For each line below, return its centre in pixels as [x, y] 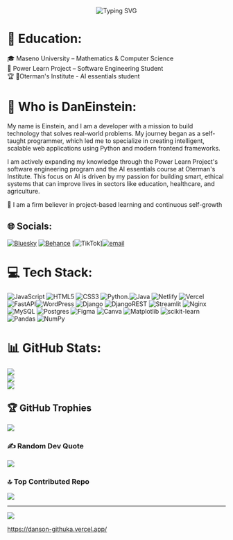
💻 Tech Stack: [50, 272]
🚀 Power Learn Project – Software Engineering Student [85, 68]
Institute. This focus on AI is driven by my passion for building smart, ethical [115, 176]
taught [17, 141]
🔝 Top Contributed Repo [49, 481]
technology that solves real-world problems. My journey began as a [104, 133]
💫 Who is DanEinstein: [72, 107]
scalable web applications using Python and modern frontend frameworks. [114, 148]
